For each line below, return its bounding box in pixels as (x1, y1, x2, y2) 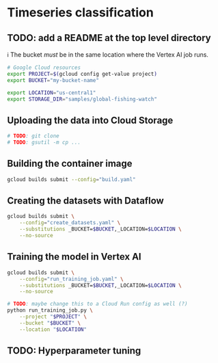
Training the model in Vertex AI (7, 251, 141, 263)
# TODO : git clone (7, 133, 59, 139)
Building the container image (7, 158, 133, 170)
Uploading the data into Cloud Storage (7, 114, 174, 126)
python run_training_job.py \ (7, 307, 94, 314)
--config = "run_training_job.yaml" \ (19, 275, 124, 282)
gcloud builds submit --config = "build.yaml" (7, 176, 136, 183)
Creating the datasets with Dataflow (7, 195, 164, 206)
